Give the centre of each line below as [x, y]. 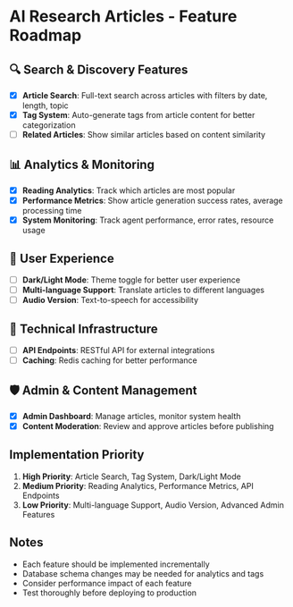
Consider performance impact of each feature [107, 583]
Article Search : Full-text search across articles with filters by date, [145, 95]
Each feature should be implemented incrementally [116, 564]
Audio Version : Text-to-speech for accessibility [110, 300]
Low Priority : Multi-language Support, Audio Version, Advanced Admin [153, 505]
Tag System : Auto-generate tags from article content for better [138, 115]
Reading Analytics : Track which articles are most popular [129, 190]
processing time [52, 211]
